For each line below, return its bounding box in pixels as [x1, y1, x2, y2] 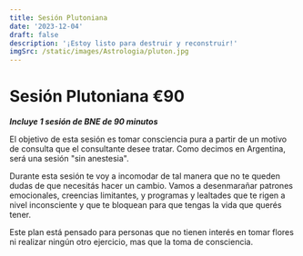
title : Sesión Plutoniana [9, 13, 107, 23]
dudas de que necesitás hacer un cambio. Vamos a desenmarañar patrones [9, 181, 294, 192]
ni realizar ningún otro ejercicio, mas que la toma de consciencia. [9, 237, 253, 248]
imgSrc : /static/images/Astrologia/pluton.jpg [9, 47, 189, 56]
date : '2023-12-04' [9, 22, 84, 31]
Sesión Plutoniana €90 [9, 86, 185, 107]
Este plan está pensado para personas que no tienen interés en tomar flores [9, 227, 294, 238]
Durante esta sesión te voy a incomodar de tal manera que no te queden [9, 171, 280, 182]
